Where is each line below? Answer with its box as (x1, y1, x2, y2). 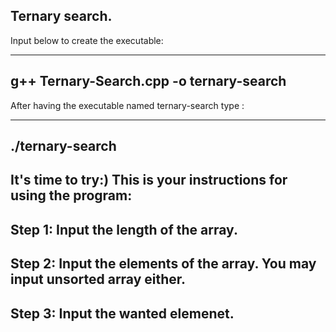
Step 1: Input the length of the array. (10, 221, 238, 238)
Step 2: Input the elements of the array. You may (10, 255, 317, 273)
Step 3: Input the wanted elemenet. (10, 305, 235, 322)
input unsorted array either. (10, 271, 187, 288)
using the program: (10, 187, 133, 204)
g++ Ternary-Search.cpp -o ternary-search (10, 73, 287, 90)
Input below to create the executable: (10, 34, 164, 46)
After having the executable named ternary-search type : (10, 99, 245, 111)
